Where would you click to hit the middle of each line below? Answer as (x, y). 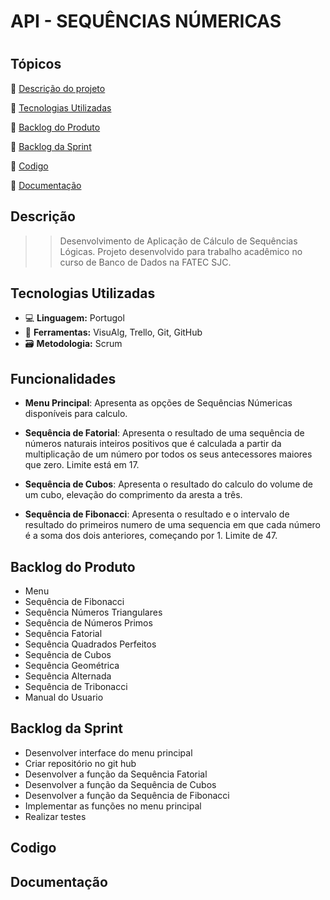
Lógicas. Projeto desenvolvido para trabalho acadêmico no (181, 251)
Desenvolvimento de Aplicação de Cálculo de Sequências (178, 241)
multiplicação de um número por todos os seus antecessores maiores (168, 454)
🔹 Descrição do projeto (58, 88)
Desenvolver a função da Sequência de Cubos (120, 784)
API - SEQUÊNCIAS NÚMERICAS (146, 21)
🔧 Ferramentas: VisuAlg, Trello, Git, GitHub (113, 332)
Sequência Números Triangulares (93, 612)
